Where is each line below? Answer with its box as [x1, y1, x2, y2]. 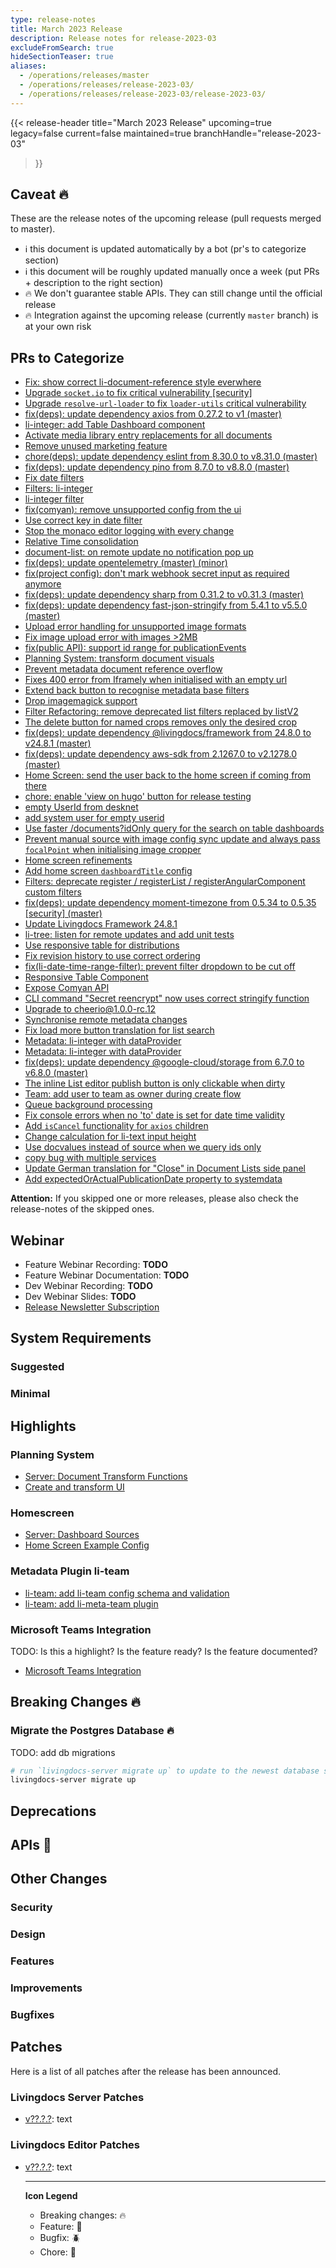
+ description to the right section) [24, 277, 164, 289]
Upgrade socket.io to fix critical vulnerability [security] [24, 387, 253, 399]
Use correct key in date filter [24, 514, 143, 526]
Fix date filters [24, 472, 85, 484]
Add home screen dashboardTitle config [24, 865, 193, 877]
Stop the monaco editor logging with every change [24, 525, 235, 537]
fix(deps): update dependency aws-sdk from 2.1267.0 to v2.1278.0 [24, 748, 298, 760]
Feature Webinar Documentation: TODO [24, 1269, 190, 1281]
